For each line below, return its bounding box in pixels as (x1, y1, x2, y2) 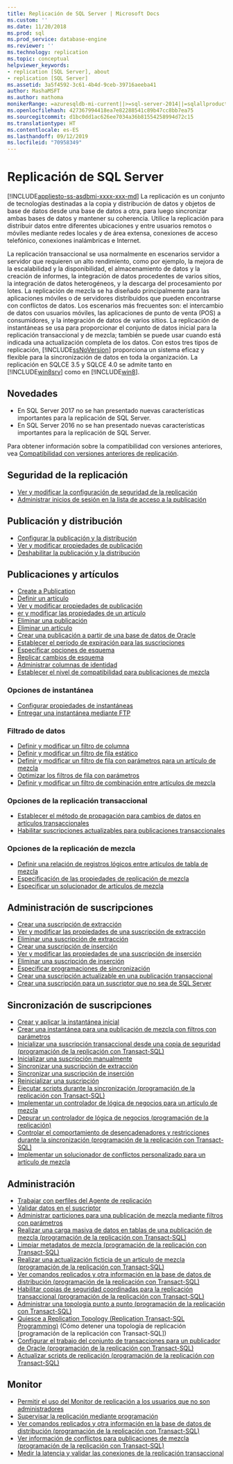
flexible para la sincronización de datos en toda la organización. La (7, 353, 198, 362)
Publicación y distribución (7, 515, 123, 528)
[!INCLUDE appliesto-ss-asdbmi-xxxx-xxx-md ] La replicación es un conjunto (7, 192, 225, 201)
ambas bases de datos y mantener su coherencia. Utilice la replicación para (7, 214, 224, 223)
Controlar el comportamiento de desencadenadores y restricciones (17, 1129, 210, 1137)
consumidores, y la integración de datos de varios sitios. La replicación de (7, 317, 220, 325)
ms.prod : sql (7, 29, 45, 37)
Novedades (7, 388, 58, 400)
